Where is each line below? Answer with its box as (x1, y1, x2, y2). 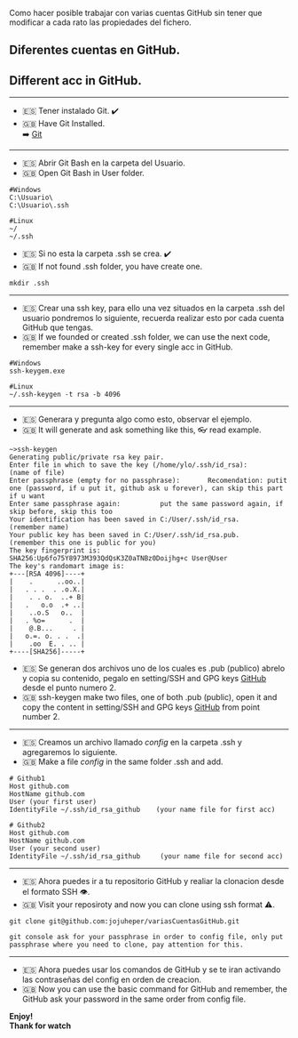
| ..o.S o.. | (9, 608, 86, 617)
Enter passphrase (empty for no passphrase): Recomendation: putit (9, 476, 288, 486)
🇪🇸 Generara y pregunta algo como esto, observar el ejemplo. (21, 414, 253, 425)
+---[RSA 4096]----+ (9, 569, 86, 579)
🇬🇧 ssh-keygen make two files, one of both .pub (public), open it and (21, 692, 278, 703)
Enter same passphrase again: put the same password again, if (9, 500, 284, 509)
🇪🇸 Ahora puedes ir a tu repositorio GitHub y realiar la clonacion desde (21, 876, 285, 887)
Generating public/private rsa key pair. (9, 453, 165, 462)
